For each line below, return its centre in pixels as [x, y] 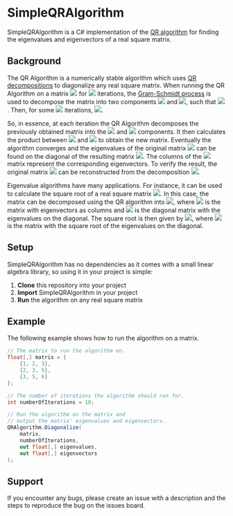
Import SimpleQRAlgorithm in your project [77, 292]
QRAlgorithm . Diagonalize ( [44, 428]
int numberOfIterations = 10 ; [51, 402]
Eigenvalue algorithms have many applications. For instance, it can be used [115, 185]
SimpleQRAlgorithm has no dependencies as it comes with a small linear [110, 264]
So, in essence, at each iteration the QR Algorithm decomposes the [103, 123]
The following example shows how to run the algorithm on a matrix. [103, 338]
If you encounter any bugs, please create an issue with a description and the [116, 498]
